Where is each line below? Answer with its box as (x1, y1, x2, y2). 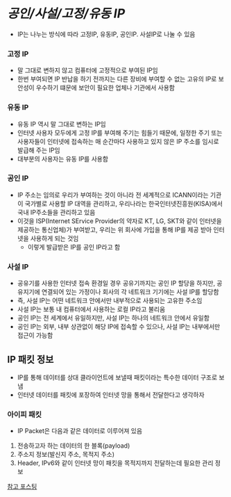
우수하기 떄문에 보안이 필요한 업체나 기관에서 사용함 (35, 83, 176, 92)
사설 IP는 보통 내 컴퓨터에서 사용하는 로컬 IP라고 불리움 (17, 305, 166, 313)
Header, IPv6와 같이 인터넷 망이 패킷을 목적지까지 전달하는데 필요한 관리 (17, 459, 214, 467)
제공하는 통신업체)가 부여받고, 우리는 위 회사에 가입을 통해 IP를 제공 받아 (17, 225, 212, 234)
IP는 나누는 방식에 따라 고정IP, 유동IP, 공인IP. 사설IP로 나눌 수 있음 (17, 30, 196, 38)
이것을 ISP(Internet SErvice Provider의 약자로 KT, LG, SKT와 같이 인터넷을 (17, 216, 222, 225)
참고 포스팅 (7, 482, 37, 491)
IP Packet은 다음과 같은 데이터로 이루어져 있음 (17, 427, 143, 435)
